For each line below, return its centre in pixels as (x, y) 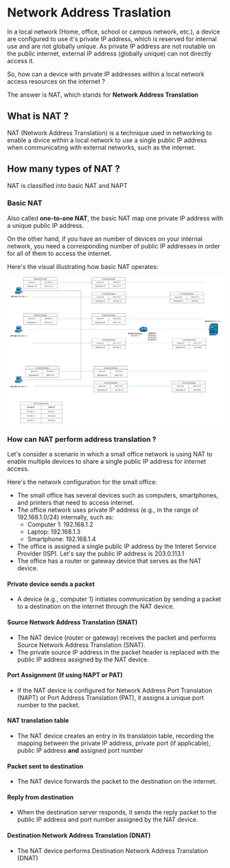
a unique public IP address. (46, 225)
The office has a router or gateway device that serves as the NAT (109, 561)
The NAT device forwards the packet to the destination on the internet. (117, 782)
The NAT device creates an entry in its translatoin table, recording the (115, 736)
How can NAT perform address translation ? (82, 439)
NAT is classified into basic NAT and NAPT (67, 185)
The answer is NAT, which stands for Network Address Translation (103, 95)
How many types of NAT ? (64, 169)
